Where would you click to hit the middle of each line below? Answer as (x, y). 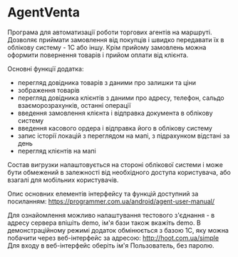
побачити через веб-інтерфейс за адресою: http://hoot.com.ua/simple (113, 238)
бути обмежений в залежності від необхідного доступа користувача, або (119, 172)
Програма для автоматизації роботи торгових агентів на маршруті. (110, 32)
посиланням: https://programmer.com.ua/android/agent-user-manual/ (111, 201)
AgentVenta (44, 12)
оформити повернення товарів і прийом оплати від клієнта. (98, 55)
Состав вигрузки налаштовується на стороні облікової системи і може (115, 164)
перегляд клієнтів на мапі (57, 151)
